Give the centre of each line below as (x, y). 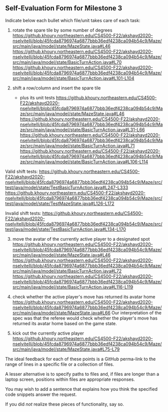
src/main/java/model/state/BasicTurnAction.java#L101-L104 (73, 78)
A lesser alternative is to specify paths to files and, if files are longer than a (82, 374)
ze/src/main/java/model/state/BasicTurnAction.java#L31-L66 (82, 130)
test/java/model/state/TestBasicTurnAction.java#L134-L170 (66, 229)
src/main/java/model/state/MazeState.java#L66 (61, 313)
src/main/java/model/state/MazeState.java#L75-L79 (66, 349)
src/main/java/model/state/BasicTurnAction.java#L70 (67, 62)
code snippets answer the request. (41, 394)
